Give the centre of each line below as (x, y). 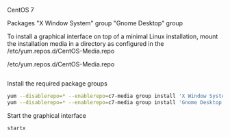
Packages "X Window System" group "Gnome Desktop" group (95, 23)
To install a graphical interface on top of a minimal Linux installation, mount (113, 36)
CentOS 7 (21, 10)
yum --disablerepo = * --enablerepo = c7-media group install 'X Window (107, 96)
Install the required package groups (57, 84)
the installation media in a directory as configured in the (86, 43)
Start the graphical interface (47, 115)
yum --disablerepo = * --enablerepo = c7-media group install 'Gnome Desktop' (116, 102)
